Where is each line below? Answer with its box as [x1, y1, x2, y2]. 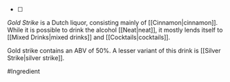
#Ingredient [7, 68, 40, 75]
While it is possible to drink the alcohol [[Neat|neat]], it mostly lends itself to [7, 26, 223, 34]
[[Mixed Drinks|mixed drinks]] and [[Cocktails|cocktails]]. [7, 33, 171, 41]
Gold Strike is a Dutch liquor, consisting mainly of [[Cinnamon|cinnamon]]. [7, 19, 218, 26]
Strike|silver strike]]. [7, 54, 65, 62]
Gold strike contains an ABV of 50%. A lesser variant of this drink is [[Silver [7, 47, 221, 54]
